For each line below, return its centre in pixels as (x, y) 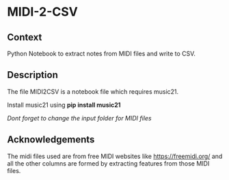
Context (25, 37)
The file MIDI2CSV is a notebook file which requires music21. (93, 91)
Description (32, 75)
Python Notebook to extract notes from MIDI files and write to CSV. (102, 53)
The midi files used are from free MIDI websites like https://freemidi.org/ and (115, 156)
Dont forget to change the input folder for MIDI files (79, 118)
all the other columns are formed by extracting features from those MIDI (108, 163)
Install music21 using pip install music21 (64, 105)
